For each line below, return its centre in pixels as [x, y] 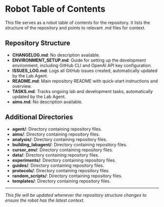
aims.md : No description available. [47, 102]
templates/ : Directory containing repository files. [61, 181]
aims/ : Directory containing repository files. [56, 134]
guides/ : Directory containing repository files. [58, 165]
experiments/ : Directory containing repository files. [64, 160]
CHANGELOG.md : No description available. [56, 55]
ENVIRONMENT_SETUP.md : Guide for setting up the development [79, 60]
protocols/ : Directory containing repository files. [61, 170]
